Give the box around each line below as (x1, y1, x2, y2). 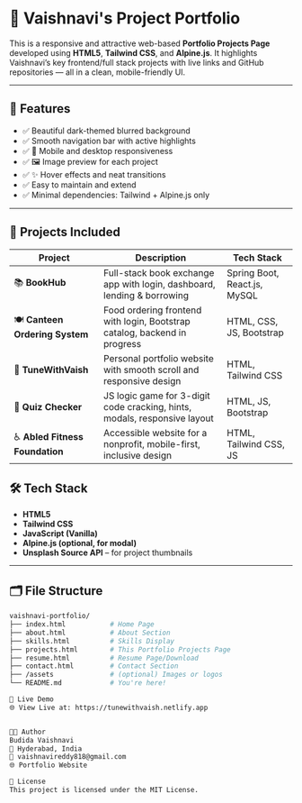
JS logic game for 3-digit (102, 389, 210, 402)
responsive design (102, 374, 182, 387)
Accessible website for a (102, 426, 208, 439)
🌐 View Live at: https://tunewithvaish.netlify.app (9, 703, 209, 712)
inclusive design (102, 449, 173, 461)
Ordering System (13, 328, 89, 341)
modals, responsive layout (102, 412, 214, 424)
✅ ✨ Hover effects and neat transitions (22, 169, 166, 179)
